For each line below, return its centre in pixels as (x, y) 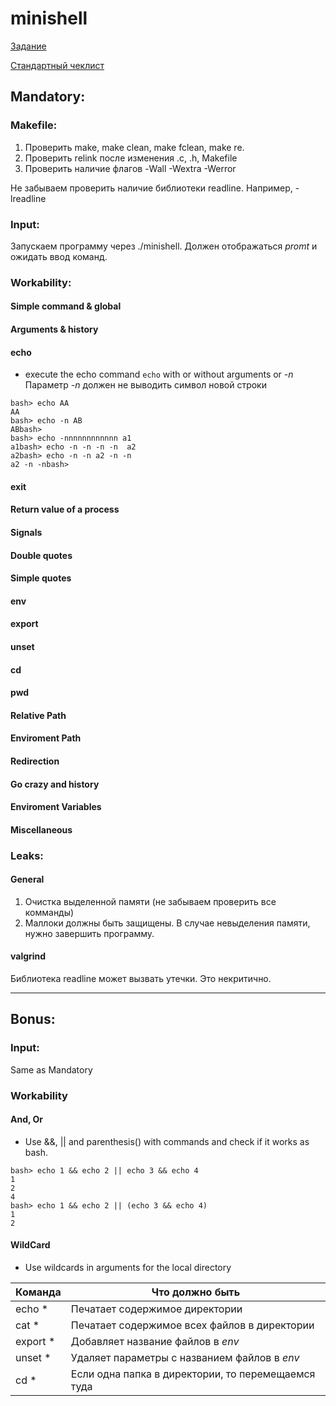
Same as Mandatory (51, 1069)
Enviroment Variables (56, 807)
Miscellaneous (41, 829)
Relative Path (38, 715)
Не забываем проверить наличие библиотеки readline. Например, (151, 188)
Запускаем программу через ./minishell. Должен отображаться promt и (164, 246)
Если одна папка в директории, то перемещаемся (193, 1374)
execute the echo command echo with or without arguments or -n (159, 374)
